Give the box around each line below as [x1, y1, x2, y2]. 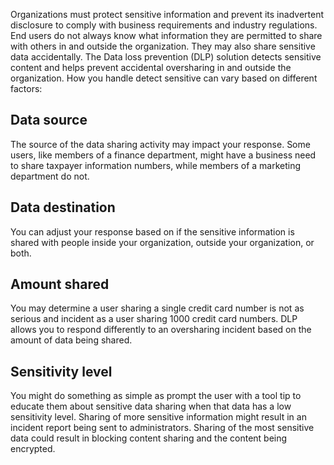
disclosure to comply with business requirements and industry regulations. [10, 19, 318, 31]
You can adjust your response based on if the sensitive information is [10, 225, 295, 238]
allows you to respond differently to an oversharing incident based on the [10, 324, 312, 336]
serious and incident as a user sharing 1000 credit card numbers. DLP [10, 313, 298, 325]
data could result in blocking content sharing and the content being [10, 432, 288, 444]
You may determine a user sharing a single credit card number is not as [10, 302, 305, 314]
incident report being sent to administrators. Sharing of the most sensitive [10, 422, 315, 434]
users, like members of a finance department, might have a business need [10, 149, 317, 161]
